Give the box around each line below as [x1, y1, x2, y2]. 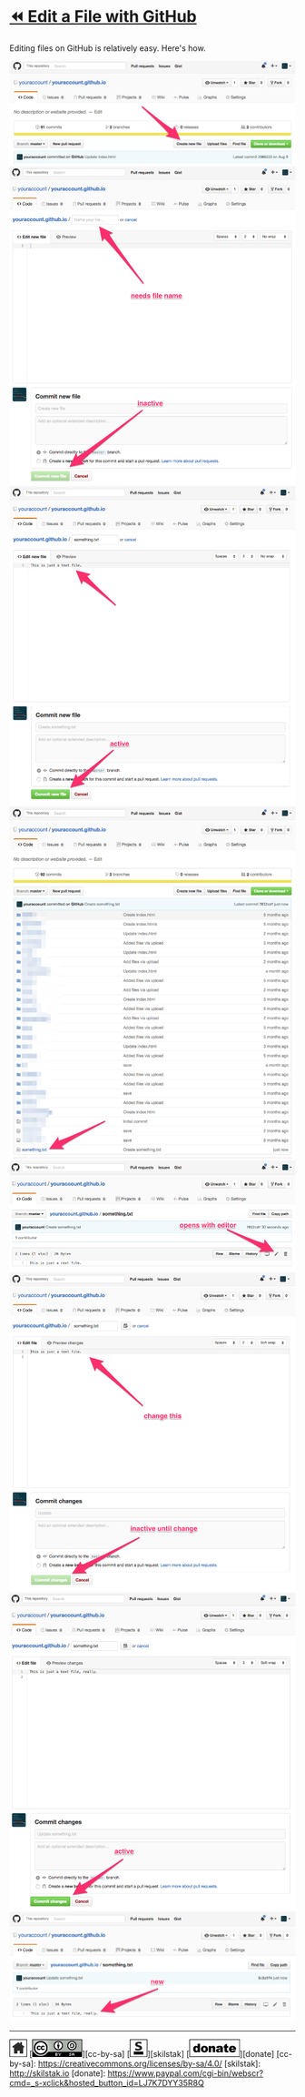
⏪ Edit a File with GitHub [9, 6, 197, 27]
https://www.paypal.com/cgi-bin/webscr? [107, 2068, 264, 2079]
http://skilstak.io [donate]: [9, 2068, 106, 2079]
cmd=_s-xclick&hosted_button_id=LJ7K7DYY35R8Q [9, 2078, 204, 2089]
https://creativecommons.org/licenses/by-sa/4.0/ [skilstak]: [37, 2058, 261, 2070]
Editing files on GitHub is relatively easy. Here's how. [9, 42, 206, 54]
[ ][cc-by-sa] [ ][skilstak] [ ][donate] [28, 2049, 275, 2060]
